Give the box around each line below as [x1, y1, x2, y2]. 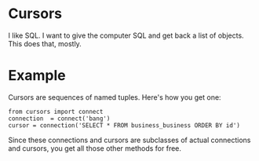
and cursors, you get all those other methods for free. [8, 143, 182, 153]
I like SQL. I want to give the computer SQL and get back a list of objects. [8, 31, 245, 40]
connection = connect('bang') [8, 115, 111, 123]
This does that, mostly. [8, 38, 82, 48]
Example [8, 67, 66, 85]
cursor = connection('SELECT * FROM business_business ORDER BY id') [8, 121, 241, 130]
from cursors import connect [8, 108, 104, 115]
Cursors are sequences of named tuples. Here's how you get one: [8, 92, 221, 102]
